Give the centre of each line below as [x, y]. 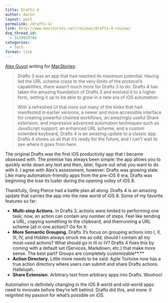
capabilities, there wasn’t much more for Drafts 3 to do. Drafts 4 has [88, 86]
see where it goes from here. [47, 144]
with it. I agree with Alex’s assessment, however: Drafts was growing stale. [82, 170]
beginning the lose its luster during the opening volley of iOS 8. [70, 181]
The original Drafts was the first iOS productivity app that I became [74, 154]
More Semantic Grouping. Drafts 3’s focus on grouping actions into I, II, [87, 232]
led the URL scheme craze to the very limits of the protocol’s [80, 81]
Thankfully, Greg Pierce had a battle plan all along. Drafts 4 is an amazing [81, 190]
